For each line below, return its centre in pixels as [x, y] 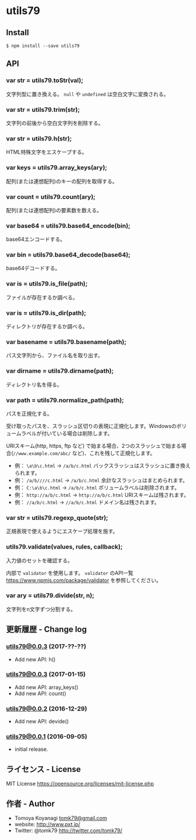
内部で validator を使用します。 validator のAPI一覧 [70, 573]
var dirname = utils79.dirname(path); [60, 371]
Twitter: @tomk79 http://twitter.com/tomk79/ [68, 831]
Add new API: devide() [42, 722]
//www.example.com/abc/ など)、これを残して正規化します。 [84, 453]
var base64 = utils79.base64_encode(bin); [68, 226]
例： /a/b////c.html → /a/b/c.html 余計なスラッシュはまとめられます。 [101, 480]
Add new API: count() [40, 693]
